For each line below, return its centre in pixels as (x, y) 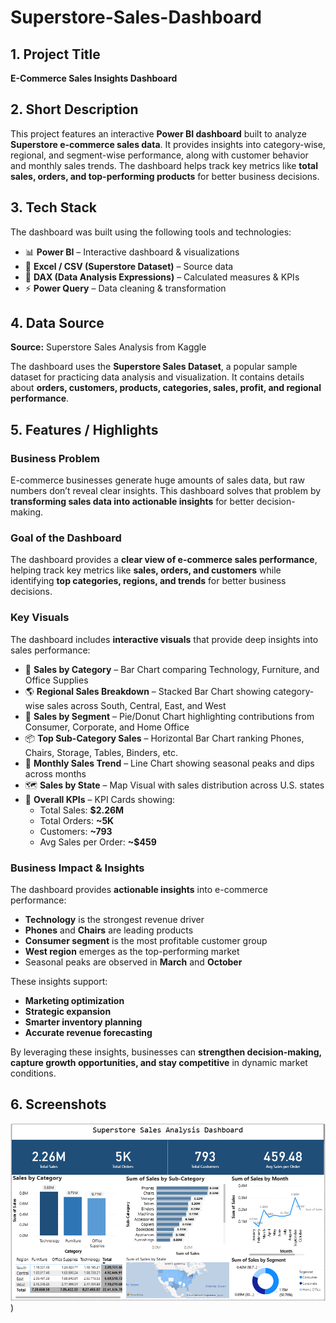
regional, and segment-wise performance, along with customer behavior (159, 155)
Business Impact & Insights (77, 868)
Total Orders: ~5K (77, 820)
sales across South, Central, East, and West (136, 705)
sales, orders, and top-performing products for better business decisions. (165, 176)
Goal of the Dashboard (66, 538)
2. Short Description (74, 109)
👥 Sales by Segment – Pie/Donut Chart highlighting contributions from (169, 716)
